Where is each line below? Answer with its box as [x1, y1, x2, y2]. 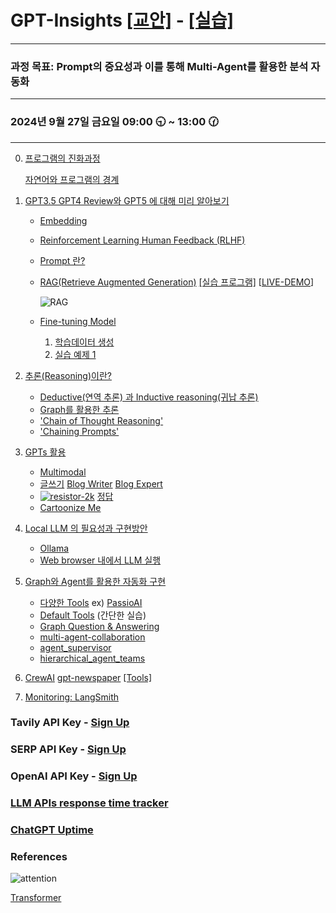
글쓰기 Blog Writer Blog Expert [39, 477, 163, 490]
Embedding [39, 214, 88, 226]
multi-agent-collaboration [39, 631, 146, 643]
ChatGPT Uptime [10, 823, 94, 837]
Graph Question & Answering [39, 620, 160, 632]
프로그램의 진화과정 [24, 152, 101, 164]
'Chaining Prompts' [39, 425, 120, 437]
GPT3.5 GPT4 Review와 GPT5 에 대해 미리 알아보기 [24, 194, 230, 206]
